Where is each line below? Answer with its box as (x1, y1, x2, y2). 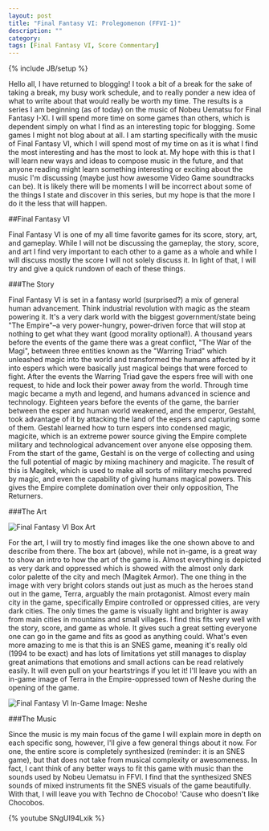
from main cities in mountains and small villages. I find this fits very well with (8, 615, 261, 625)
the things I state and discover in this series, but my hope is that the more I (8, 190, 255, 200)
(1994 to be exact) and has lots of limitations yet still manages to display (8, 649, 247, 658)
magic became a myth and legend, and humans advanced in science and (8, 389, 251, 398)
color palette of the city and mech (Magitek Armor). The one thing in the (8, 572, 247, 582)
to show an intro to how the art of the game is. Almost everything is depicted (8, 555, 262, 564)
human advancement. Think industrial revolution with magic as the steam (8, 303, 251, 313)
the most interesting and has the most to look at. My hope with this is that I (8, 148, 255, 157)
